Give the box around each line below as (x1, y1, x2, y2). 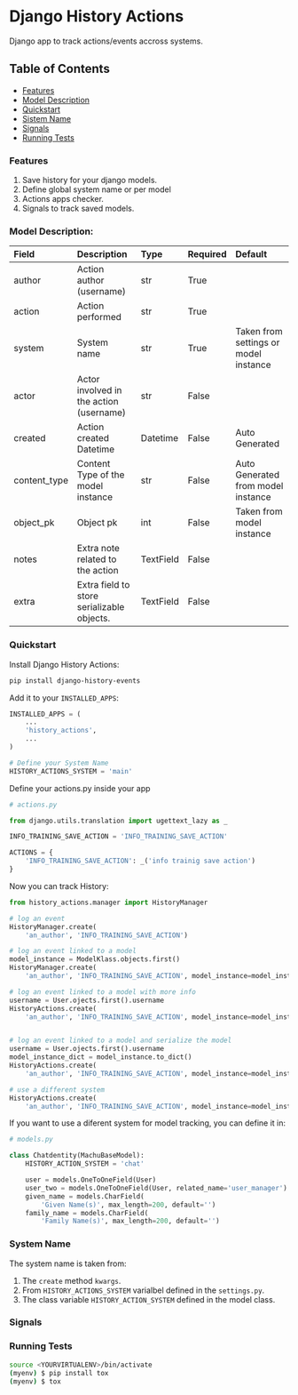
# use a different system (9, 1085, 105, 1094)
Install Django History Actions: (9, 659, 120, 669)
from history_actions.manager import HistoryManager (9, 898, 208, 907)
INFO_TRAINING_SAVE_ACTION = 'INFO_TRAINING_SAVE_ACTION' (9, 832, 228, 841)
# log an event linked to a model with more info (9, 987, 197, 997)
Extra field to (76, 579, 130, 591)
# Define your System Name (9, 758, 109, 767)
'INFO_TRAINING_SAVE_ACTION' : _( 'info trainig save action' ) (25, 856, 255, 866)
